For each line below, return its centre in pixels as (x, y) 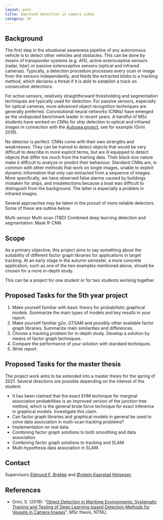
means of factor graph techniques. (47, 338)
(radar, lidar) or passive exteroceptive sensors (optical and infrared (72, 66)
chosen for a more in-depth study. (39, 271)
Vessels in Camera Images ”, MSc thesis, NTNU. (60, 512)
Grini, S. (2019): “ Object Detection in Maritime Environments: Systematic (84, 502)
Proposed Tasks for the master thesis (63, 364)
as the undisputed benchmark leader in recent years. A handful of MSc (76, 117)
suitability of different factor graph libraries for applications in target (73, 255)
